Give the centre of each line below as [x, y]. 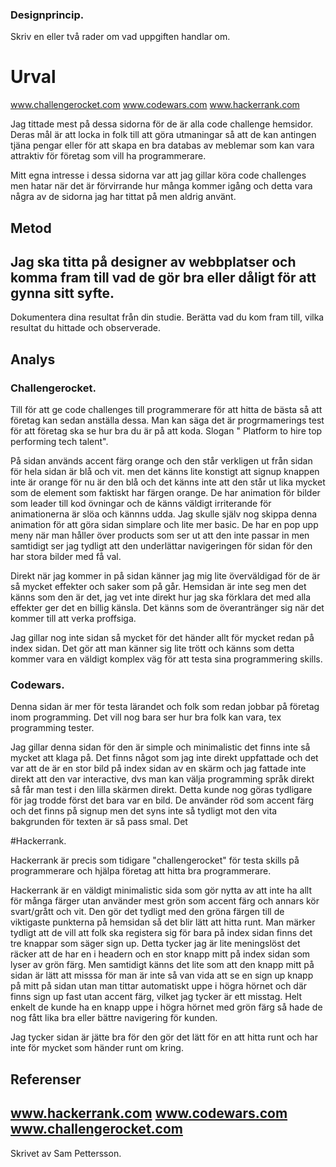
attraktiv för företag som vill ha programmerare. [108, 156]
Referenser [46, 1079]
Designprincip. [47, 15]
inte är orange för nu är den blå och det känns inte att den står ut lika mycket [168, 482]
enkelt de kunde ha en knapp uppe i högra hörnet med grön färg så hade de [166, 1007]
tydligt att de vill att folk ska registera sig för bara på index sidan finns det [161, 933]
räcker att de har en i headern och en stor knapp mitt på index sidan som [160, 954]
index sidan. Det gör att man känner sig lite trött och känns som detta [152, 649]
